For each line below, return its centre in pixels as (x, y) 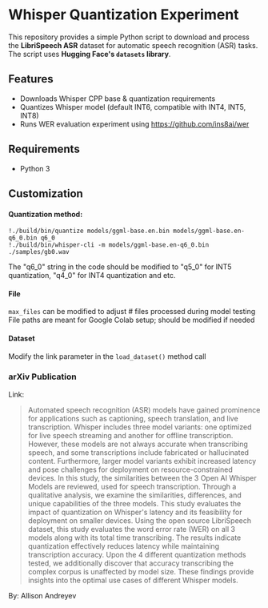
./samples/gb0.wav (39, 252)
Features (31, 79)
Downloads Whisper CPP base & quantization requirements (118, 99)
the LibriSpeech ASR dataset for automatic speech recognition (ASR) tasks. (133, 45)
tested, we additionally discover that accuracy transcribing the (131, 563)
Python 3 (35, 168)
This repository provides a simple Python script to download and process (129, 37)
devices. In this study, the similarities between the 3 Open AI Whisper (142, 477)
